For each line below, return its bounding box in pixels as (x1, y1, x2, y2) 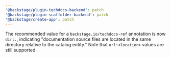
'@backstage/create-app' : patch (5, 17, 74, 22)
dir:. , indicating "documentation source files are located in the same (5, 36, 152, 42)
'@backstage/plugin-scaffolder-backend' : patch (5, 12, 109, 17)
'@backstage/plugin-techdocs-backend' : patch (5, 7, 104, 13)
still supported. (5, 47, 37, 53)
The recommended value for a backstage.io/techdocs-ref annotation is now (5, 31, 166, 37)
